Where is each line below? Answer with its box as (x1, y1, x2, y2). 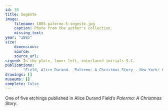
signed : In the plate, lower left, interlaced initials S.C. (5, 58, 135, 63)
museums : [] (5, 77, 30, 82)
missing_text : (14, 30, 43, 35)
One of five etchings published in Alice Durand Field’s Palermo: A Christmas (5, 95, 162, 101)
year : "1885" (5, 35, 32, 40)
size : (5, 40, 16, 45)
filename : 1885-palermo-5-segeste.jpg (14, 21, 95, 26)
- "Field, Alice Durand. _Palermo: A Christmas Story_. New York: (14, 68, 160, 73)
